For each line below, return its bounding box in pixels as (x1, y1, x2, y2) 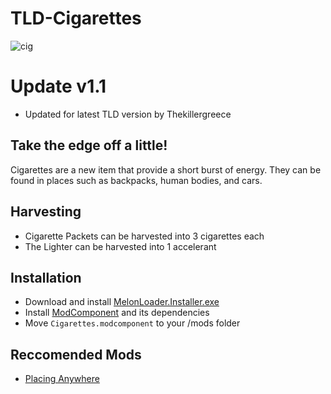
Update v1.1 (10, 75, 107, 98)
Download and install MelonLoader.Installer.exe (24, 296, 220, 308)
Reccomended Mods (10, 346, 142, 363)
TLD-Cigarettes (10, 7, 142, 30)
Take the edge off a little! (10, 137, 168, 154)
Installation (10, 269, 82, 286)
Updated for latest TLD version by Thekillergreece (24, 108, 232, 120)
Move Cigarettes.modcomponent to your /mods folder (24, 317, 241, 329)
